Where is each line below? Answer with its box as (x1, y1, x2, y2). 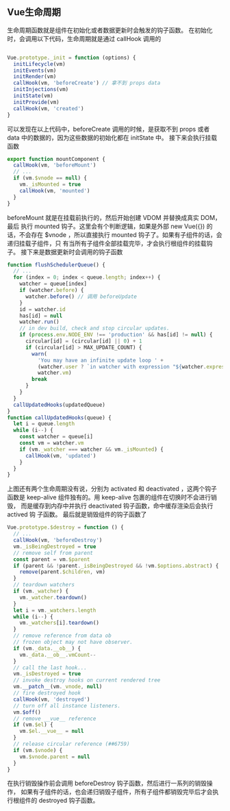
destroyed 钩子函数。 (38, 797, 99, 805)
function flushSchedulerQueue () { (7, 261, 106, 269)
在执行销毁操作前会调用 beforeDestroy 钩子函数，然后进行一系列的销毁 (7, 779, 207, 788)
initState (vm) (13, 92, 53, 99)
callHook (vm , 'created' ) (13, 105, 84, 112)
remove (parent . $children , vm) (19, 569, 106, 575)
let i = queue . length (13, 421, 75, 427)
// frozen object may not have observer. (13, 639, 133, 646)
